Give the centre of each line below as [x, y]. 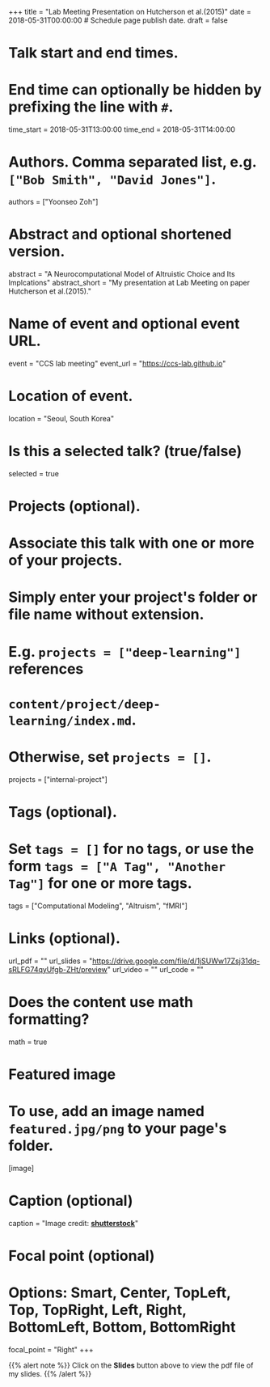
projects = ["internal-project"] [58, 779]
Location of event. [71, 396]
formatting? [49, 1019]
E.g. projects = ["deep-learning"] [125, 651]
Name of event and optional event [124, 324]
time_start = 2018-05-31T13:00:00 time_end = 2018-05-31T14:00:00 [122, 129]
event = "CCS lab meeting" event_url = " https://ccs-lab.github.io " [117, 363]
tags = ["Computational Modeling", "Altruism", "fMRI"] [98, 906]
